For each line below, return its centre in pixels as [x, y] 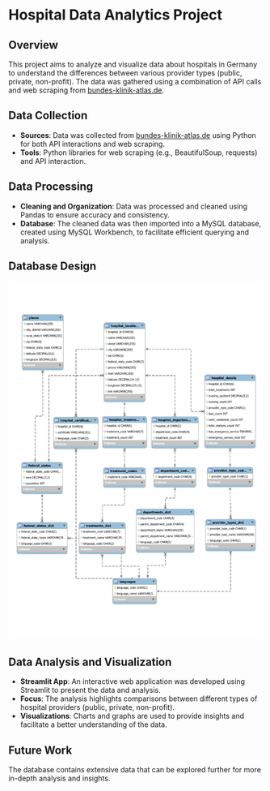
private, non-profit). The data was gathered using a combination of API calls [135, 82]
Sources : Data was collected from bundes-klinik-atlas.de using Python [138, 135]
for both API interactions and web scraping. [93, 144]
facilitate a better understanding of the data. [93, 724]
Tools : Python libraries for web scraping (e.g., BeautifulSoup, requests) [139, 153]
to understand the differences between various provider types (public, [125, 73]
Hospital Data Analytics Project [116, 15]
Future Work [40, 750]
